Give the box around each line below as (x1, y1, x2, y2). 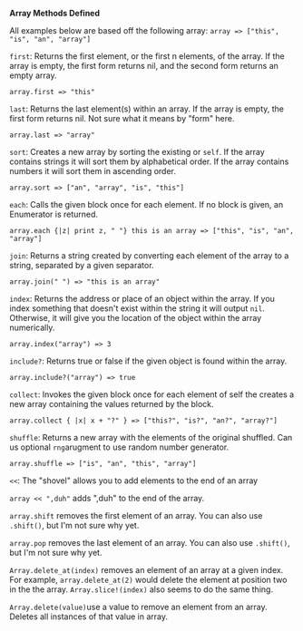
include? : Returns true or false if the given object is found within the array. (9, 355, 288, 366)
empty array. (9, 70, 57, 81)
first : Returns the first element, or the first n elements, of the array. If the (9, 51, 285, 62)
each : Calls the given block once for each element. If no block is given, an (9, 199, 284, 209)
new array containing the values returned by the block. (9, 399, 215, 409)
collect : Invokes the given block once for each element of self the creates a (9, 389, 295, 400)
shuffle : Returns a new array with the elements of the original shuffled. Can (9, 432, 293, 442)
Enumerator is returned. (9, 209, 98, 219)
